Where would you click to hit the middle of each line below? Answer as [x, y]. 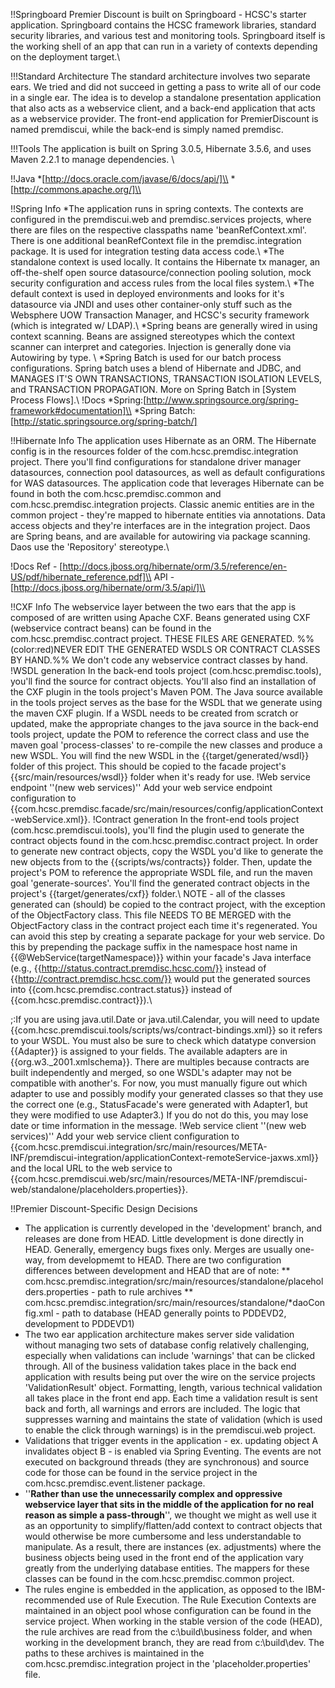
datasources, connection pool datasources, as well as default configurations [168, 472]
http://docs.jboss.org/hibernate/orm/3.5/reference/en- [175, 566]
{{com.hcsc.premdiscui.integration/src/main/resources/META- [139, 1147]
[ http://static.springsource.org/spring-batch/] [104, 421]
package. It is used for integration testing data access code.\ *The [147, 251]
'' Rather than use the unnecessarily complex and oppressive [153, 1493]
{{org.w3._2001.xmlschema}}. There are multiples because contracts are [160, 1062]
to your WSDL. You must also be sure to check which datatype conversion [163, 1040]
